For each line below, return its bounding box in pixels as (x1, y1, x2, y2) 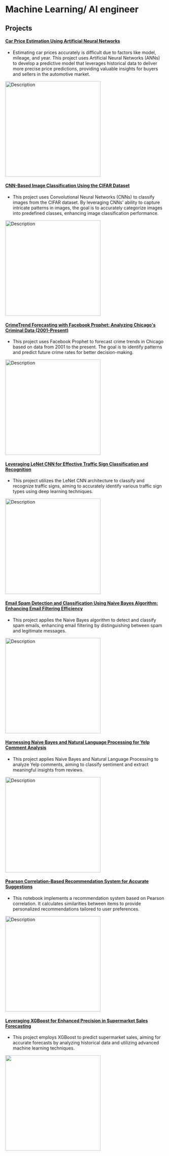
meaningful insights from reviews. (12, 766, 84, 773)
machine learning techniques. (12, 1045, 75, 1051)
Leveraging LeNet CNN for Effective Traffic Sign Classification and (5, 461, 149, 467)
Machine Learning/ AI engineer (5, 4, 139, 15)
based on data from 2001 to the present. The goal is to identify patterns (12, 344, 162, 350)
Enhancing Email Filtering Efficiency (5, 605, 83, 612)
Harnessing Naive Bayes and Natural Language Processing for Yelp (5, 739, 150, 746)
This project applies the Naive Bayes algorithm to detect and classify (12, 617, 156, 623)
